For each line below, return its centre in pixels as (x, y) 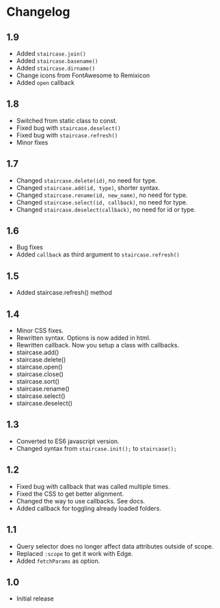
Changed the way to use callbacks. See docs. (81, 501)
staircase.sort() (38, 382)
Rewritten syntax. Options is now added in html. (83, 338)
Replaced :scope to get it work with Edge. (75, 553)
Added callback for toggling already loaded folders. (89, 508)
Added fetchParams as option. (58, 561)
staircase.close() (40, 374)
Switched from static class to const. (67, 120)
